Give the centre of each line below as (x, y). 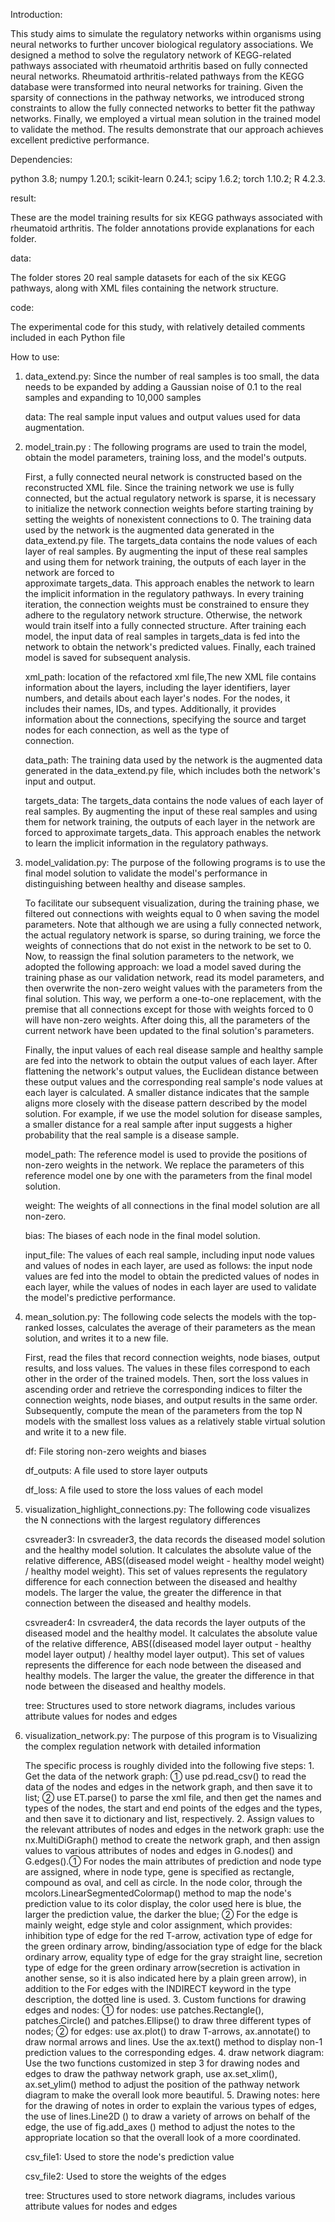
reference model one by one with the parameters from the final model (168, 1175)
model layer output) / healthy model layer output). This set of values (164, 1654)
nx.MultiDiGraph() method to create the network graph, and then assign (172, 1840)
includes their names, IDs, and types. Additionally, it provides (150, 708)
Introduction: (36, 14)
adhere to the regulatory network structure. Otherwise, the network (163, 615)
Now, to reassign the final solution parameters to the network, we (159, 956)
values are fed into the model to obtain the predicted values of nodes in (172, 1276)
